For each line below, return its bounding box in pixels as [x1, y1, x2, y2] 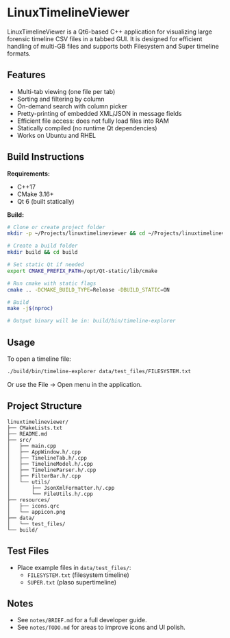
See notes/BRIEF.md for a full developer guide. [16, 616, 147, 624]
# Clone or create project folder [7, 224, 106, 231]
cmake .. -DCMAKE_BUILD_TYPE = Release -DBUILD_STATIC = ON [7, 286, 170, 293]
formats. [7, 49, 31, 58]
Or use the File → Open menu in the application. [7, 380, 142, 388]
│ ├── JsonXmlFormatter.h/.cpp [7, 484, 115, 491]
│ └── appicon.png [7, 508, 66, 515]
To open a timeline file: [7, 355, 72, 363]
